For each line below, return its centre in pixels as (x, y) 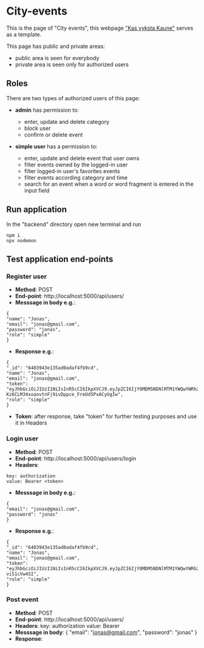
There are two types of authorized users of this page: (73, 98)
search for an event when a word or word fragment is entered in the (109, 184)
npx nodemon (21, 240)
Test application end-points (60, 259)
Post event (22, 599)
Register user (27, 276)
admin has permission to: (47, 110)
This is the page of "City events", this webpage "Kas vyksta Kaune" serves (100, 28)
